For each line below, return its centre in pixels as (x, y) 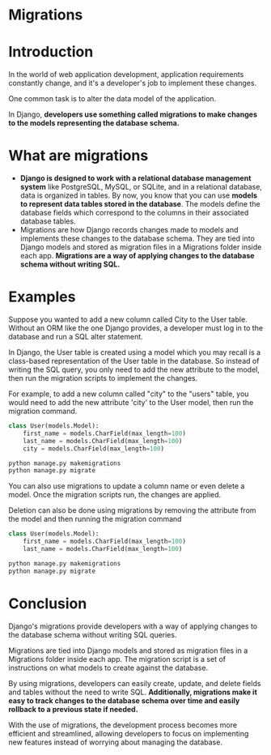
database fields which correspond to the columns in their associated (134, 213)
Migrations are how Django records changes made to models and (129, 230)
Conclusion (48, 603)
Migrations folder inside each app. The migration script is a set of (117, 659)
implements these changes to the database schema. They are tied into (137, 239)
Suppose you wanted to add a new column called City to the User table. (128, 319)
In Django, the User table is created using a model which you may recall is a (135, 352)
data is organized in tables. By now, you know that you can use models (138, 195)
